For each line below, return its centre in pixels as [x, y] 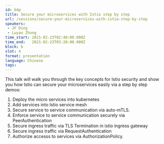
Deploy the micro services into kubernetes [56, 99]
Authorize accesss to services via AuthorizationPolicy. [68, 137]
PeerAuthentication [32, 121]
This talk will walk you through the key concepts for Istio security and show [82, 79]
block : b [14, 47]
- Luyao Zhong [22, 33]
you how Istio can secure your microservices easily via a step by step [76, 84]
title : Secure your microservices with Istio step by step [68, 14]
